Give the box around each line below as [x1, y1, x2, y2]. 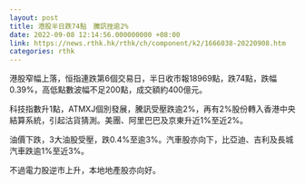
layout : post [9, 13, 59, 23]
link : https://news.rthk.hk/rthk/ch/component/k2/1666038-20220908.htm [9, 38, 286, 48]
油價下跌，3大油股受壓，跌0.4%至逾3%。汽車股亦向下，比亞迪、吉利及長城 [9, 134, 294, 145]
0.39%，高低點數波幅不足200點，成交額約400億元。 [9, 84, 208, 95]
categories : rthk [9, 47, 75, 56]
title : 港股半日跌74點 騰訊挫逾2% [9, 22, 129, 31]
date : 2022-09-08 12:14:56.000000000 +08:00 [9, 30, 181, 39]
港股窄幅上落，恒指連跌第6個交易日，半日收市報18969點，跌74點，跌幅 [9, 73, 278, 84]
